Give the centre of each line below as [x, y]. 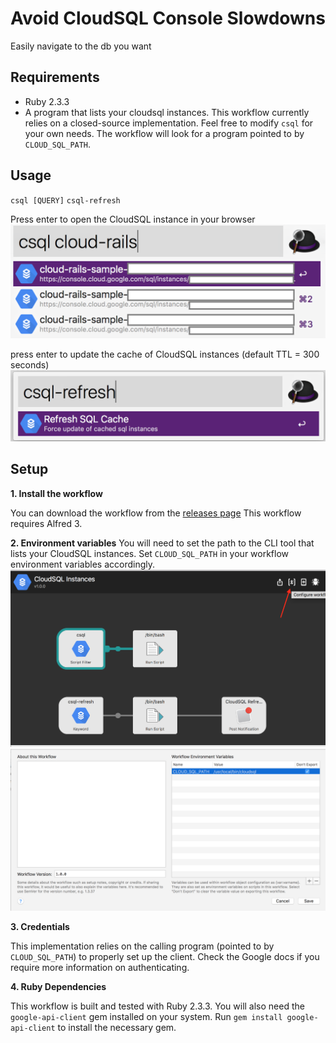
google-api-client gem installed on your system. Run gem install [146, 1016]
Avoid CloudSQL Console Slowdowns [168, 18]
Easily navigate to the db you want [81, 46]
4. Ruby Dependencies [58, 986]
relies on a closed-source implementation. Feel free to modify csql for [169, 123]
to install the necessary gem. [117, 1027]
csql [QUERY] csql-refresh [65, 200]
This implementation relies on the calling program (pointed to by [142, 946]
